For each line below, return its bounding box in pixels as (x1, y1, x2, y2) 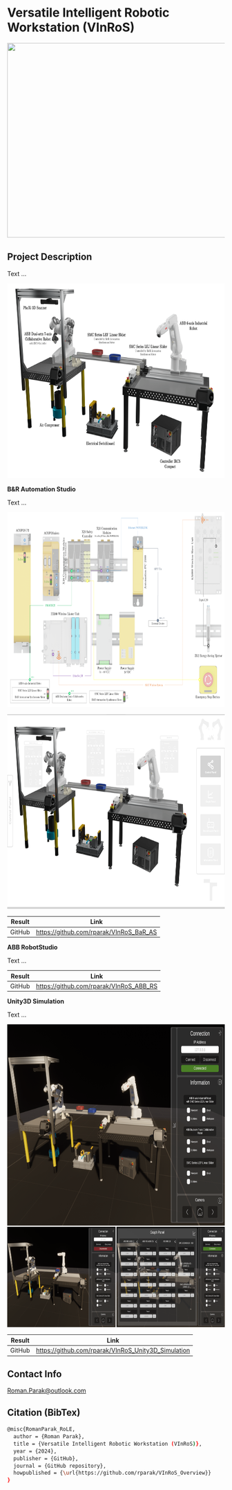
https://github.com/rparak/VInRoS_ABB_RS (35, 981, 158, 990)
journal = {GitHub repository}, (13, 1462, 107, 1469)
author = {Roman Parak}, (13, 1433, 85, 1440)
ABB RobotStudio (7, 943, 58, 951)
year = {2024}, (13, 1448, 57, 1455)
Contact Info (7, 1368, 62, 1380)
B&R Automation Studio (7, 484, 76, 493)
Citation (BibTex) (7, 1406, 81, 1418)
